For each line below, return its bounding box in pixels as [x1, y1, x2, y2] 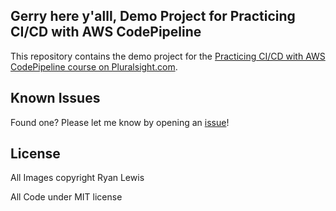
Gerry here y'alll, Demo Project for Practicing [10, 8, 296, 25]
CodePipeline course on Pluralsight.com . [10, 60, 178, 73]
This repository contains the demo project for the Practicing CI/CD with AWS [10, 50, 326, 62]
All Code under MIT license [10, 191, 123, 203]
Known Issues [10, 90, 101, 107]
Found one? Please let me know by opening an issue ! [10, 116, 230, 128]
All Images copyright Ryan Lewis [10, 172, 145, 184]
